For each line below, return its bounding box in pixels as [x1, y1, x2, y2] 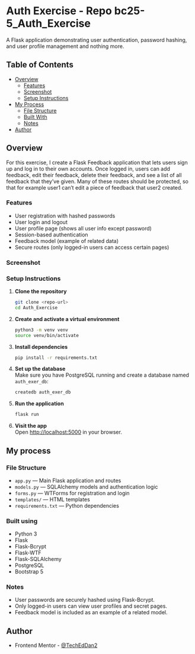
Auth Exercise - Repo [6, 4, 113, 18]
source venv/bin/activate [14, 332, 79, 338]
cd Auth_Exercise [14, 304, 58, 310]
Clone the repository [14, 288, 67, 295]
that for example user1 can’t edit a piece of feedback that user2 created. [6, 184, 183, 191]
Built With [23, 113, 47, 120]
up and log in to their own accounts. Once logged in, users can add [6, 165, 171, 172]
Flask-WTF [14, 549, 41, 556]
